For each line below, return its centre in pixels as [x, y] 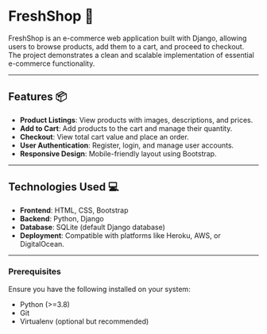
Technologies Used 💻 [64, 187]
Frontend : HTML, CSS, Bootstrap [74, 210]
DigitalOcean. [42, 244]
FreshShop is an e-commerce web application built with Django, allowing [128, 38]
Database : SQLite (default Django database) [92, 227]
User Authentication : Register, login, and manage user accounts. [127, 145]
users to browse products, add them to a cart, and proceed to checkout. [126, 46]
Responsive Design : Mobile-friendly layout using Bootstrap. [118, 153]
